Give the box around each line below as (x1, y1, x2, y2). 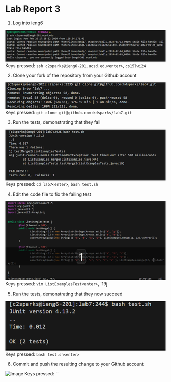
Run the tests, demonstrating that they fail (12, 119, 101, 125)
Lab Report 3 (5, 3, 61, 15)
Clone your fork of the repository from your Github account (12, 72, 137, 78)
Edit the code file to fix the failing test (12, 191, 92, 197)
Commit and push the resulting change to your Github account (12, 361, 144, 367)
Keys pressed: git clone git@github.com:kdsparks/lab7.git (5, 109, 132, 115)
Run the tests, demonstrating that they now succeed (12, 291, 123, 297)
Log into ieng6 (12, 20, 43, 26)
